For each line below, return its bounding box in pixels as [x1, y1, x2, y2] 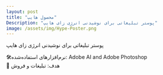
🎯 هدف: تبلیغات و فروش [6, 62, 60, 69]
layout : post [6, 8, 39, 15]
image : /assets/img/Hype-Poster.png [6, 25, 97, 32]
